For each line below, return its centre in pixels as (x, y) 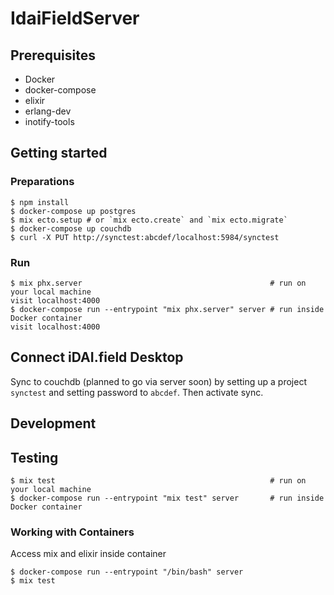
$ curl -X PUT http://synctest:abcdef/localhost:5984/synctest (145, 237)
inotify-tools (49, 121)
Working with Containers (72, 532)
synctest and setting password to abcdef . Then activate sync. (137, 392)
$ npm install (40, 202)
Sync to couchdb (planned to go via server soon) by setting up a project (158, 381)
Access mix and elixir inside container (88, 554)
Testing (34, 457)
